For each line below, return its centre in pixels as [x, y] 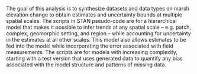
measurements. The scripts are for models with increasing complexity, [92, 52]
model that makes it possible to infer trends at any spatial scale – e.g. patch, [98, 27]
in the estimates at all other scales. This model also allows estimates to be [96, 40]
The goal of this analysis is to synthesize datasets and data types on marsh [98, 9]
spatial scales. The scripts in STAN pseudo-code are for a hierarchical [91, 21]
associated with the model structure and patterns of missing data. [86, 65]
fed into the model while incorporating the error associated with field [90, 46]
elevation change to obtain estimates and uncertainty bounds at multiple [94, 15]
